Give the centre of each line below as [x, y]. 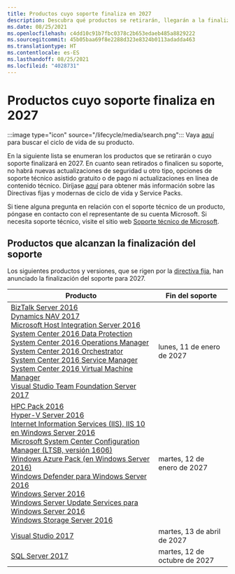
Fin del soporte [191, 296]
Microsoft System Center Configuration [75, 442]
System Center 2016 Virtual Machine [72, 369]
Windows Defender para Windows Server [79, 477]
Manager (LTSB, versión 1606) [62, 450]
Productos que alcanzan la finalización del [101, 243]
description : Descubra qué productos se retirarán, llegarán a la [106, 20]
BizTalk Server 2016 [44, 307]
